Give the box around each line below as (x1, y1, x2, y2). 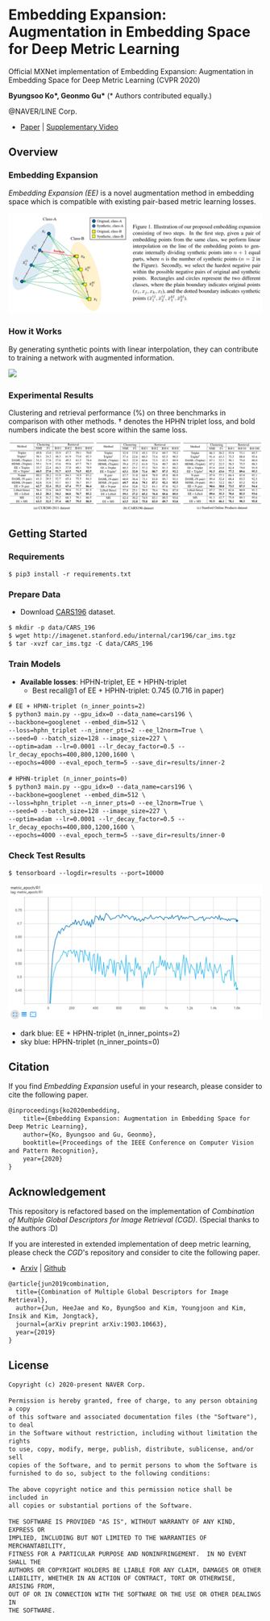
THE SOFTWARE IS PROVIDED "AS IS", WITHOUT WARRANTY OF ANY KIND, (8, 1518, 236, 1526)
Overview (8, 145, 59, 159)
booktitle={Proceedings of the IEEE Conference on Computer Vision (23, 1139, 254, 1147)
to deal (8, 1421, 35, 1429)
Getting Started (8, 527, 88, 540)
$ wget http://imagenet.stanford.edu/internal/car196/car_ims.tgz (8, 631, 236, 640)
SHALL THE (8, 1558, 42, 1566)
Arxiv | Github (19, 1264, 66, 1273)
